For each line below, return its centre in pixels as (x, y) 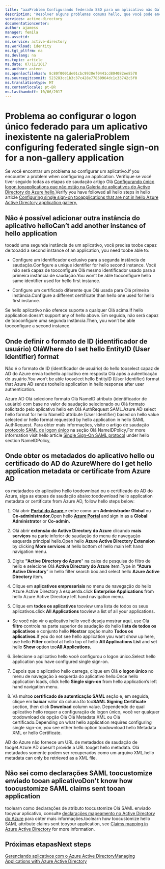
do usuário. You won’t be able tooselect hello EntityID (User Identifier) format (82, 379)
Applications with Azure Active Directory (46, 861)
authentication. (20, 389)
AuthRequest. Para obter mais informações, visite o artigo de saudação (77, 424)
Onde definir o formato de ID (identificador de (76, 341)
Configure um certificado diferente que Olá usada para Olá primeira (81, 290)
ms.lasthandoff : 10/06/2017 (34, 92)
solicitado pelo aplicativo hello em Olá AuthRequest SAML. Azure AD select (81, 409)
